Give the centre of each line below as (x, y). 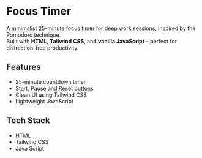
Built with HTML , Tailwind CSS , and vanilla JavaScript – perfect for (92, 41)
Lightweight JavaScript (44, 101)
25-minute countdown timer (50, 81)
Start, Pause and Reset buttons (54, 88)
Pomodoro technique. (34, 34)
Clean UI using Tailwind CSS (51, 95)
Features (24, 67)
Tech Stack (28, 121)
